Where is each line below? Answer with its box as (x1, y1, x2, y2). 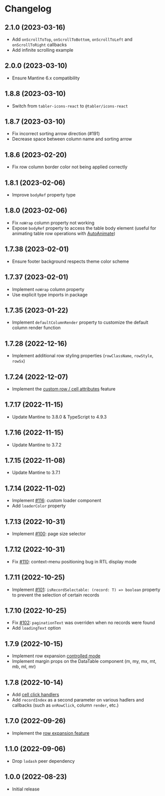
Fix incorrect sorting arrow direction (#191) (12, 131, 100, 137)
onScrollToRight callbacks (12, 42, 67, 48)
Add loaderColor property (12, 503, 66, 509)
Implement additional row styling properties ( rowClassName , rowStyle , (12, 353, 153, 359)
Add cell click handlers (12, 691, 60, 698)
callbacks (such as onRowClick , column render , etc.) (12, 702, 119, 709)
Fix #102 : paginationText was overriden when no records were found (12, 620, 155, 626)
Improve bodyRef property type (12, 192, 76, 198)
